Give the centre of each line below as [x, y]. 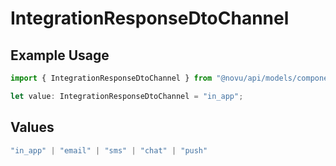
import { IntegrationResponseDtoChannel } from [111, 78]
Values [32, 127]
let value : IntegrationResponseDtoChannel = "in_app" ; [127, 96]
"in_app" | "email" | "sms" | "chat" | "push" [109, 150]
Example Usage [60, 55]
